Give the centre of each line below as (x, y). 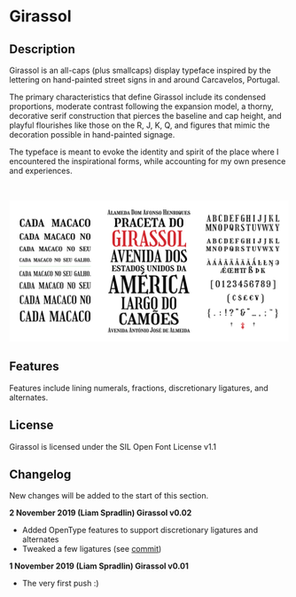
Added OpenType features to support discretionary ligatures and (140, 530)
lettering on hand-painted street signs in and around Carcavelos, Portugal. (145, 80)
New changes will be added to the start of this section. (109, 496)
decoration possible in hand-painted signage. (92, 134)
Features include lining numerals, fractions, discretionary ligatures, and (139, 388)
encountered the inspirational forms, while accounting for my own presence (148, 161)
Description (42, 49)
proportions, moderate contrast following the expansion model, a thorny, (141, 106)
